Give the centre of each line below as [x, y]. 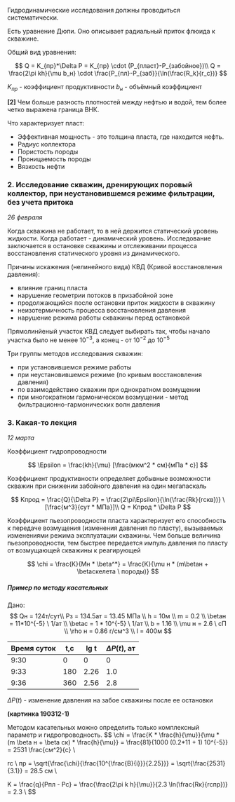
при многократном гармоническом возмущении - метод [103, 397]
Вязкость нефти [41, 166]
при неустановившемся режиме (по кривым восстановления [109, 374]
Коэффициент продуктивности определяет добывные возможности [109, 479]
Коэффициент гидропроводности [57, 451]
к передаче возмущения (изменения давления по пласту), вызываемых [115, 528]
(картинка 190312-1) [39, 714]
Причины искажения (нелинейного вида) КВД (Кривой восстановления [115, 267]
